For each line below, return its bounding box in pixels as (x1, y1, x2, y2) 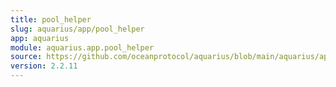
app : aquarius (10, 33, 70, 43)
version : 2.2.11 (10, 61, 78, 71)
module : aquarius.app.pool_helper (10, 42, 155, 53)
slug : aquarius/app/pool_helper (10, 24, 145, 34)
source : (10, 52, 43, 62)
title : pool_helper (10, 14, 92, 25)
